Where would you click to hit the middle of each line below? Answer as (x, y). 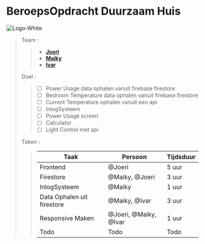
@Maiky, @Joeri (131, 177)
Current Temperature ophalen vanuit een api (101, 102)
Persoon (135, 157)
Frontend (52, 167)
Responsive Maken (67, 218)
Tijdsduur (181, 157)
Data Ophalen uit (63, 197)
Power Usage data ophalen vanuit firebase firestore (110, 88)
